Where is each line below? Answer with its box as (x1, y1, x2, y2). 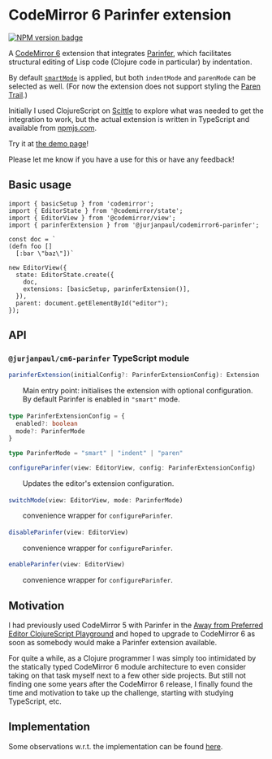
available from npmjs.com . (8, 123, 97, 132)
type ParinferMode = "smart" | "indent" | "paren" (8, 449, 183, 458)
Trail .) (8, 89, 28, 99)
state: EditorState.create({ (15, 271, 114, 279)
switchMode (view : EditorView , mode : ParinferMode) (8, 496, 183, 505)
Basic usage (8, 178, 71, 192)
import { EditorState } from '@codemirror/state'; (8, 206, 183, 215)
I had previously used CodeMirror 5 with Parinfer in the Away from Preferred (8, 620, 264, 630)
